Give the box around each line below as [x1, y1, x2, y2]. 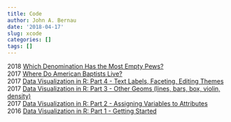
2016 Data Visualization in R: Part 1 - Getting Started [7, 107, 157, 115]
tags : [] [7, 43, 33, 50]
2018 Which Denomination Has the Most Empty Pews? [7, 62, 164, 70]
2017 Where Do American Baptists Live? [7, 69, 122, 78]
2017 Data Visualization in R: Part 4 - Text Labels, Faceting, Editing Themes [7, 77, 224, 85]
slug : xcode [7, 29, 42, 37]
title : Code [7, 10, 42, 18]
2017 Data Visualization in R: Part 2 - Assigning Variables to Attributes [7, 100, 208, 107]
